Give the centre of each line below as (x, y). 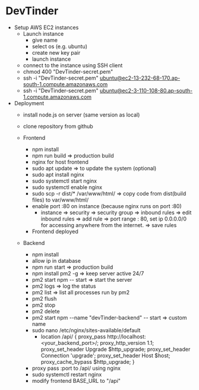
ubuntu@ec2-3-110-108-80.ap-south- (146, 90)
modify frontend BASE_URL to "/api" (76, 380)
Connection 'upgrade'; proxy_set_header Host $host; (105, 356)
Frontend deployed (55, 231)
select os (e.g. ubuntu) (59, 46)
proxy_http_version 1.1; (127, 342)
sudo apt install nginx (58, 174)
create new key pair (56, 52)
